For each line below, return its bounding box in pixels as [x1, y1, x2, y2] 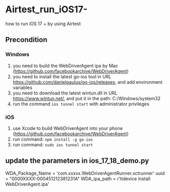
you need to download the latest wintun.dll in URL [12, 90, 118, 96]
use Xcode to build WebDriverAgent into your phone [12, 125, 123, 131]
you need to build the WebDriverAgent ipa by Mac [12, 63, 118, 69]
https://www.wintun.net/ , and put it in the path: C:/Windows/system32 [12, 95, 161, 101]
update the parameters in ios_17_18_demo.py [5, 157, 150, 165]
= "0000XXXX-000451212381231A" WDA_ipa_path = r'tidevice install [5, 176, 151, 182]
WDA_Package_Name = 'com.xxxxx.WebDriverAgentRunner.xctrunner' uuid [5, 170, 165, 176]
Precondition [5, 35, 48, 44]
